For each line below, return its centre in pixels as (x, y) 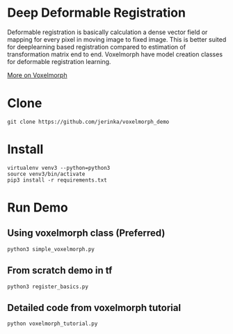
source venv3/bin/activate (46, 174)
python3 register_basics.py (48, 287)
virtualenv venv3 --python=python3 (59, 168)
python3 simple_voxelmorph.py (51, 249)
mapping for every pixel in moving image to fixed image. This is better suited (117, 39)
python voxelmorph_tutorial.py (53, 324)
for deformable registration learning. (59, 61)
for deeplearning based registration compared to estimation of (97, 47)
